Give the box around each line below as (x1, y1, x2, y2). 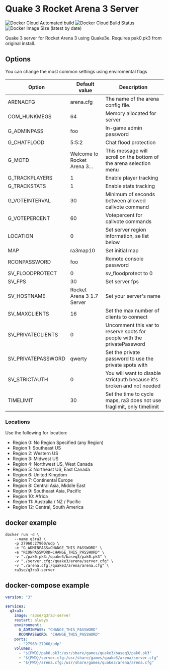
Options (5, 55, 31, 64)
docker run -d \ (5, 532, 39, 537)
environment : (14, 622, 42, 628)
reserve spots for (105, 328, 146, 335)
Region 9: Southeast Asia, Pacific (12, 488, 81, 494)
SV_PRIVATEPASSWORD (8, 355, 65, 362)
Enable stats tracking (105, 183, 155, 190)
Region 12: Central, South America (12, 504, 84, 510)
